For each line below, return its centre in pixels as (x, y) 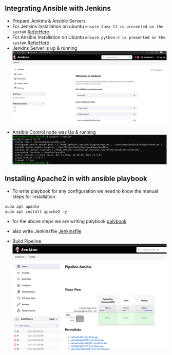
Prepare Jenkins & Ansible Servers (49, 21)
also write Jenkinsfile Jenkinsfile (47, 231)
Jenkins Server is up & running (45, 48)
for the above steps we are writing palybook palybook (69, 221)
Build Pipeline (27, 241)
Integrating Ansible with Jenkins (58, 8)
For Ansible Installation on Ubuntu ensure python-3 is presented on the (89, 37)
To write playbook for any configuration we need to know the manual (85, 191)
